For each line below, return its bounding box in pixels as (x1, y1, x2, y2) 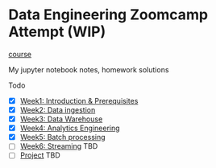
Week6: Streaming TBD (19, 141, 98, 151)
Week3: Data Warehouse (19, 114, 103, 124)
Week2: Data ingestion (19, 105, 96, 114)
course (8, 49, 32, 59)
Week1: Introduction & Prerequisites (19, 96, 139, 105)
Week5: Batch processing (19, 133, 106, 142)
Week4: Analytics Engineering (19, 123, 120, 133)
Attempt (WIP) (8, 23, 106, 41)
